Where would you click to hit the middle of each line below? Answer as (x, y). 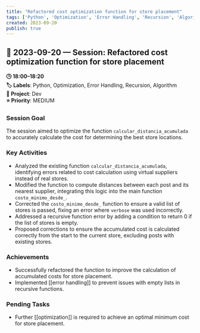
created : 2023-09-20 (32, 23)
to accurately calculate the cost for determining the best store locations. (95, 137)
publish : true (24, 28)
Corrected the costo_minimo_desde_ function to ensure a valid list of (97, 203)
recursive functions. (39, 288)
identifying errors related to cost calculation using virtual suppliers (96, 172)
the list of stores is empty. (46, 222)
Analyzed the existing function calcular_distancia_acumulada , (91, 166)
